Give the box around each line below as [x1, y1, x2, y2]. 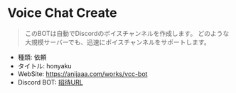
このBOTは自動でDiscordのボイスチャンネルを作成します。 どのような [24, 29, 230, 37]
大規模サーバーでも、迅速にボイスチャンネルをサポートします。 [24, 37, 211, 46]
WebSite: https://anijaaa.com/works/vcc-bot [17, 69, 148, 78]
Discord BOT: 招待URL [17, 77, 83, 86]
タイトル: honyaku [17, 61, 73, 70]
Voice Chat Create [7, 5, 117, 21]
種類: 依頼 [17, 53, 47, 61]
